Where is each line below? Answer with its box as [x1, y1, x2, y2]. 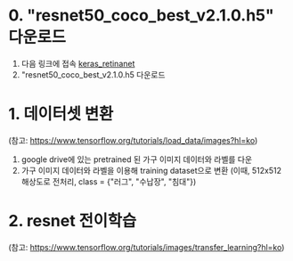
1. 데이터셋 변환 [8, 104, 114, 125]
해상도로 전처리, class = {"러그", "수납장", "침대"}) [20, 175, 197, 187]
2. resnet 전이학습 [8, 211, 137, 232]
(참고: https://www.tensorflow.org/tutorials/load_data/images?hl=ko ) [8, 135, 258, 145]
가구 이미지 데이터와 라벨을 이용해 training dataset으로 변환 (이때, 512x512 [20, 165, 282, 175]
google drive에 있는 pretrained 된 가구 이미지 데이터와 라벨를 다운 [20, 153, 253, 165]
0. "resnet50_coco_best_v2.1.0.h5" [8, 5, 274, 26]
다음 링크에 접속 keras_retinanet [20, 58, 135, 69]
